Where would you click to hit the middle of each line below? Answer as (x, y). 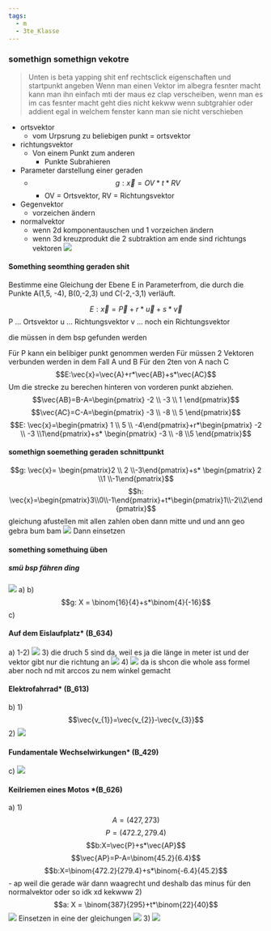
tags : (17, 16)
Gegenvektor (42, 204)
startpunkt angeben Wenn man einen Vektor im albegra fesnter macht (144, 85)
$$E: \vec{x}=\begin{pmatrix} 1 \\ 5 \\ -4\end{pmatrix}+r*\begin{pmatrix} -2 (136, 425)
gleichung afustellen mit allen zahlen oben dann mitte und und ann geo (127, 521)
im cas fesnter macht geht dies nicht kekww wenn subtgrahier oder (140, 103)
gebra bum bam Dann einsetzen (67, 531)
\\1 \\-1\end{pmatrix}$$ (136, 479)
